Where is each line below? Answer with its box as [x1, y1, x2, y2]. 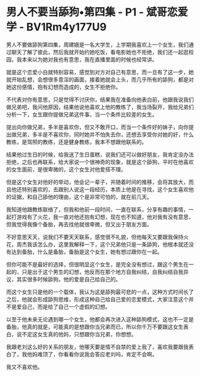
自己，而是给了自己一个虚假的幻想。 [21, 303, 111, 310]
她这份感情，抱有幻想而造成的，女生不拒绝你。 [6, 83, 121, 90]
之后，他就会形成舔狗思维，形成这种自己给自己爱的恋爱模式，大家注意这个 [6, 295, 189, 303]
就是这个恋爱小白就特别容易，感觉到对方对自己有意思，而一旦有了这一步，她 [6, 68, 194, 75]
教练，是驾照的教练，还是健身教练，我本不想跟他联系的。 [6, 138, 147, 146]
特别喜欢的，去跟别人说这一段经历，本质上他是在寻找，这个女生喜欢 [21, 185, 189, 193]
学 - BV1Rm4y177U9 [6, 20, 107, 34]
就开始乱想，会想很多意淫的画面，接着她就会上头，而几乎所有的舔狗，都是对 [6, 75, 194, 83]
